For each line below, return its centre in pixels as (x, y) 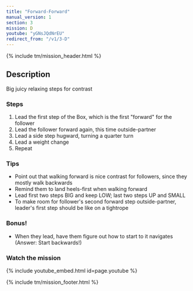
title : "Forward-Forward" (38, 12)
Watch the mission (33, 258)
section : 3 (20, 22)
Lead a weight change (42, 142)
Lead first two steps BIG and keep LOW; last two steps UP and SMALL (100, 195)
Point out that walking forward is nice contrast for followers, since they (101, 177)
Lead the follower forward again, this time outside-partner (85, 130)
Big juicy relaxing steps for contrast (49, 89)
